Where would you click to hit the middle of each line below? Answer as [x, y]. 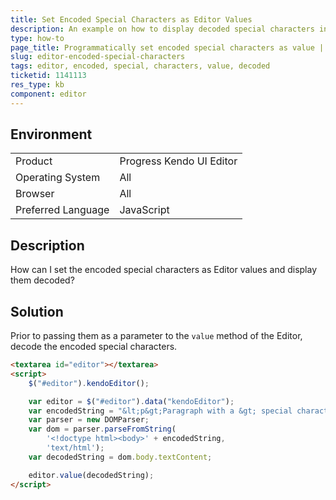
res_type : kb [37, 85]
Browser [35, 194]
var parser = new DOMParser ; [89, 420]
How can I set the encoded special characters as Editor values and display [164, 270]
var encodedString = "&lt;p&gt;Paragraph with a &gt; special [160, 411]
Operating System [58, 178]
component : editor [48, 94]
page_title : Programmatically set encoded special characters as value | [167, 47]
